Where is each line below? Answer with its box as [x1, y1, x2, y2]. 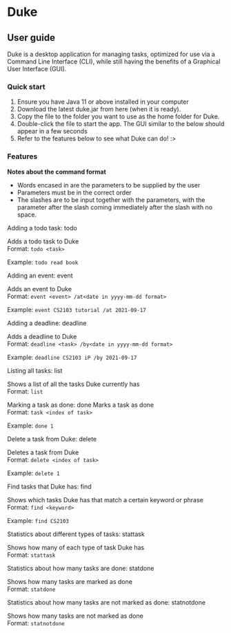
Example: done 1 [7, 421, 54, 430]
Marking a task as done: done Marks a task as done [7, 401, 154, 409]
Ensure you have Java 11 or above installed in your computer [17, 98, 190, 106]
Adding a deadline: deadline [7, 319, 87, 327]
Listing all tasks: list [7, 366, 63, 374]
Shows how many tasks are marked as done [7, 577, 133, 585]
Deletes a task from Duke [7, 448, 79, 457]
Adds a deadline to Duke [7, 332, 77, 340]
